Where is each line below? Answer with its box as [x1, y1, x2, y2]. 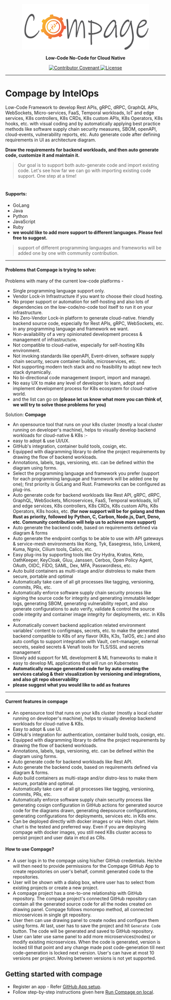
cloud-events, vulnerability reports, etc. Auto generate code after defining [5, 132, 160, 138]
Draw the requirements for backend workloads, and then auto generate [5, 147, 159, 153]
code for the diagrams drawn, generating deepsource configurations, [12, 807, 158, 813]
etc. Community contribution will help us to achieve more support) [12, 519, 156, 525]
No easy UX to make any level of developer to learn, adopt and [12, 380, 145, 386]
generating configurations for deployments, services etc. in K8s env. [12, 813, 157, 819]
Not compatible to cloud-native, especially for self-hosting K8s [12, 342, 145, 348]
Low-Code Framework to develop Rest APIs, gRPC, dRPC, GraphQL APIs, [5, 104, 159, 111]
